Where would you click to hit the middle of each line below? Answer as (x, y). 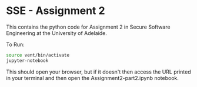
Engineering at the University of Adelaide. (57, 33)
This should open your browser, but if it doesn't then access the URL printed (98, 72)
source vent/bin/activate (38, 55)
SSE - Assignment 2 (56, 11)
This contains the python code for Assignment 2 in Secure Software (88, 27)
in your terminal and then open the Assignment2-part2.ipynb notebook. (93, 78)
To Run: (15, 44)
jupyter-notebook (27, 60)
